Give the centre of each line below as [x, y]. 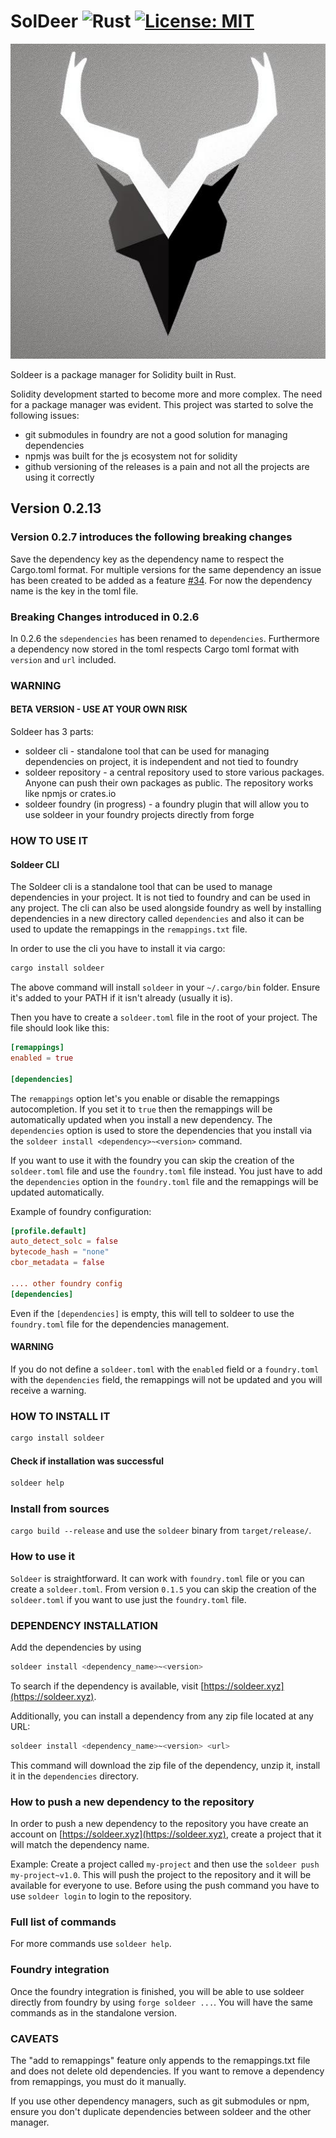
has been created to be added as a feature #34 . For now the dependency [161, 580]
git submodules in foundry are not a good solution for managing [156, 434]
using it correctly [59, 477]
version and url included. [63, 659]
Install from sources [60, 1509]
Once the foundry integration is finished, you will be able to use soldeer [157, 1991]
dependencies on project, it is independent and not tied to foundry [161, 762]
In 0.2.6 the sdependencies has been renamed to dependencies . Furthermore [165, 638]
